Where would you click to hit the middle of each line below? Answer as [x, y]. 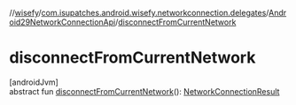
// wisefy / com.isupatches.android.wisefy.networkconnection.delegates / [139, 13]
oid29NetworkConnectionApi [62, 22]
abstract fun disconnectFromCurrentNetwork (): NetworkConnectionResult [144, 91]
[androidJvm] [34, 82]
